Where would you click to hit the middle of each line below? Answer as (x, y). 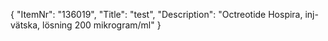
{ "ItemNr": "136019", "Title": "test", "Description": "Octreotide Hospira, (156, 14)
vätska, (25, 25)
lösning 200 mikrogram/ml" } (102, 25)
